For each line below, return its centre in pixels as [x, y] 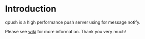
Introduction [31, 9]
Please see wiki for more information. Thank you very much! [65, 31]
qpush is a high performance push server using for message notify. [73, 22]
